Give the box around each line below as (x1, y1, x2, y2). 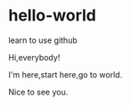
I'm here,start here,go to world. (8, 69, 123, 80)
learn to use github (8, 35, 78, 45)
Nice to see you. (8, 86, 69, 97)
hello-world (8, 5, 97, 26)
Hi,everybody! (8, 52, 61, 62)
